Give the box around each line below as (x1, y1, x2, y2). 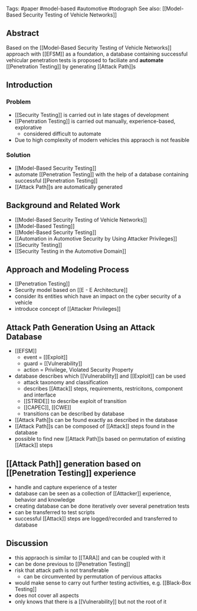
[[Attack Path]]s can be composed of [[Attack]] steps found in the (14, 422, 175, 430)
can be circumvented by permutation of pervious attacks (23, 573, 162, 580)
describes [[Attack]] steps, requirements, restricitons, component (23, 385, 183, 392)
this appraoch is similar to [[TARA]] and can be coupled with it (14, 554, 166, 561)
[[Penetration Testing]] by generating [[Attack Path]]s (6, 63, 136, 70)
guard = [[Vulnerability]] (23, 360, 83, 367)
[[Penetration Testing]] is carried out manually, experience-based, (14, 118, 176, 125)
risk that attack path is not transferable (14, 567, 109, 574)
